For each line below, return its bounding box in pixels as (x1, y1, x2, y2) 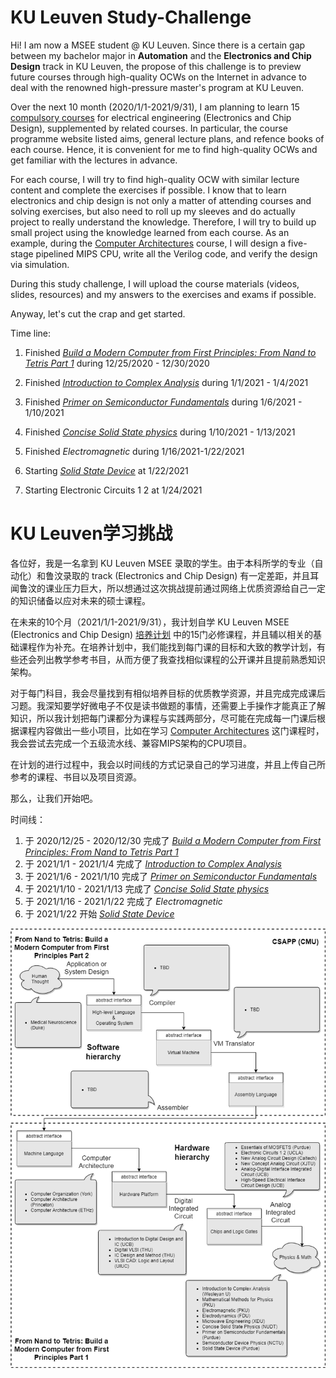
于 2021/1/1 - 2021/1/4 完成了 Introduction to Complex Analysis (24, 857, 282, 870)
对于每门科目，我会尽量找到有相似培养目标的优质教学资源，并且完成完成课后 (10, 687, 326, 699)
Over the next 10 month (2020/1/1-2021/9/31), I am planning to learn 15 (10, 101, 300, 113)
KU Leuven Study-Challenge (10, 6, 252, 29)
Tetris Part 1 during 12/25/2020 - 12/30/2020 (24, 357, 210, 369)
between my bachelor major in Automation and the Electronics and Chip (10, 49, 312, 61)
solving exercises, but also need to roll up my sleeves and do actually (10, 205, 296, 217)
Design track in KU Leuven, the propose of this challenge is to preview (10, 60, 302, 72)
